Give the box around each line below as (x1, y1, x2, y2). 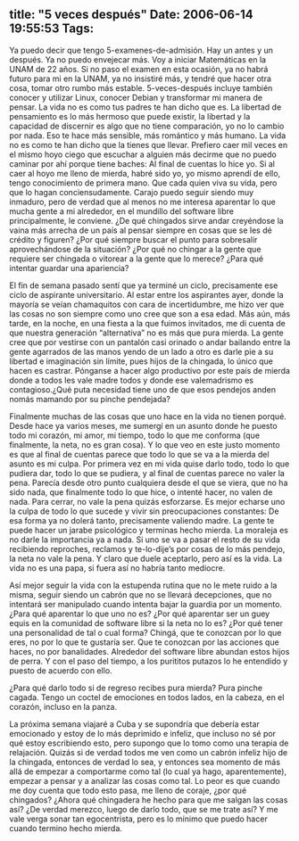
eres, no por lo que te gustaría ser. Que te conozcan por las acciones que (9, 637, 279, 647)
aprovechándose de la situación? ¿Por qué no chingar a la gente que (9, 243, 262, 254)
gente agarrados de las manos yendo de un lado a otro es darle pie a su (9, 346, 274, 357)
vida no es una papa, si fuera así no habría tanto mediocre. (9, 562, 226, 573)
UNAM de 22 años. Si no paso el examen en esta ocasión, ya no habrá (9, 63, 269, 74)
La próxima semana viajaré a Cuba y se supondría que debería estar (9, 718, 261, 730)
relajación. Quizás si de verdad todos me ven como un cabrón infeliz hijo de (9, 746, 288, 757)
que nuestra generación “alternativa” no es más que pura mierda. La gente (9, 327, 284, 338)
